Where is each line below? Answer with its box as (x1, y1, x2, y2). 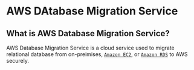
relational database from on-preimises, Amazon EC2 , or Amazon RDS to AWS (6, 51, 189, 58)
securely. (6, 57, 29, 64)
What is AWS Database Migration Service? (6, 28, 170, 39)
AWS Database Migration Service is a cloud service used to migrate (6, 44, 175, 51)
